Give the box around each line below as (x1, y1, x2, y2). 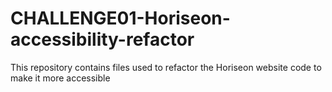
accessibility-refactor (10, 28, 195, 51)
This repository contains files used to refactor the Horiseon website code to (10, 61, 322, 73)
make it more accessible (10, 72, 111, 84)
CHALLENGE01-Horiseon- (10, 7, 231, 30)
